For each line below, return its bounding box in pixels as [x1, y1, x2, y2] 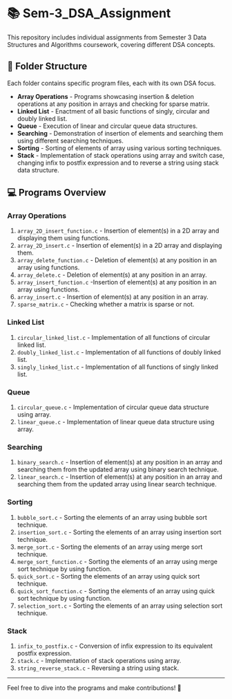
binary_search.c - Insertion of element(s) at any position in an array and [17, 458, 223, 466]
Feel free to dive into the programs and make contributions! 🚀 [7, 683, 182, 692]
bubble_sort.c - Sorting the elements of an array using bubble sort [17, 513, 207, 521]
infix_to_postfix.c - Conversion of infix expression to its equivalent [17, 642, 213, 650]
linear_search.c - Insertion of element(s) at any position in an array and [17, 473, 223, 481]
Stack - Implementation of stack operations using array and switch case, [17, 151, 225, 159]
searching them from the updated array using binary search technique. [17, 465, 219, 474]
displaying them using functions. [17, 234, 110, 242]
